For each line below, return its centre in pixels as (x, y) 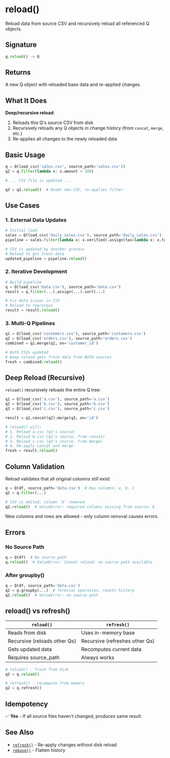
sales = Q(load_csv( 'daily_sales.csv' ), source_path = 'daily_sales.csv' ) (83, 235)
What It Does (26, 100)
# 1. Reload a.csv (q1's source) (40, 432)
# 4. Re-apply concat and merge (39, 446)
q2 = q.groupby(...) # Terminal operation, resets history (70, 591)
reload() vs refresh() (38, 611)
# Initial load (21, 231)
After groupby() (25, 575)
